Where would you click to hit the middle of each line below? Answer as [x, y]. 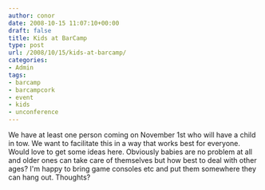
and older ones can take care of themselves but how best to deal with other [132, 160]
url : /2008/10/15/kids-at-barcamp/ [67, 53]
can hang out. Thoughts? [49, 177]
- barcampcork [32, 90]
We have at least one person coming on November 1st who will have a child [132, 135]
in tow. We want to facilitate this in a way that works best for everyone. [125, 143]
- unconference [34, 113]
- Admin [21, 68]
